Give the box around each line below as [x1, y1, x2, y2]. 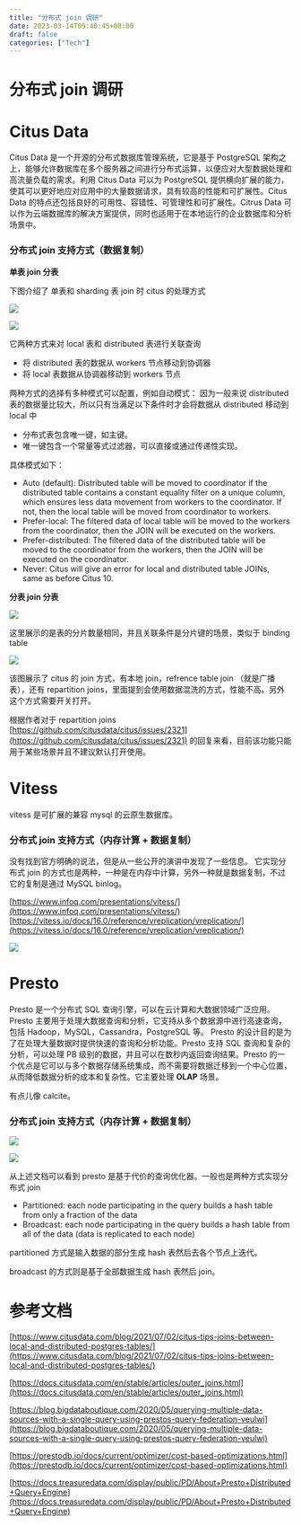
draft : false [9, 30, 58, 39]
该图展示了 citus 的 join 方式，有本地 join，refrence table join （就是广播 [9, 673, 276, 683]
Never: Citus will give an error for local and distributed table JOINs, [21, 563, 271, 574]
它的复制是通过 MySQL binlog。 [9, 877, 127, 889]
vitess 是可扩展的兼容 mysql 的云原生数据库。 [9, 809, 177, 820]
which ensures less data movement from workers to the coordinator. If [21, 496, 282, 507]
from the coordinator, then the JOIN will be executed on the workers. [21, 524, 276, 535]
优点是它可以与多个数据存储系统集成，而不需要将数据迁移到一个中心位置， [16, 1060, 292, 1071]
